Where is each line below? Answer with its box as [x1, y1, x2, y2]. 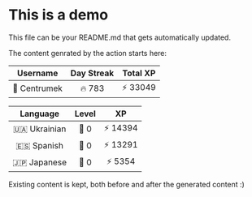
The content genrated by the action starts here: [8, 48, 167, 58]
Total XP [121, 67, 156, 79]
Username [16, 67, 59, 79]
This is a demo [8, 6, 108, 24]
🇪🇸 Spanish [15, 140, 63, 152]
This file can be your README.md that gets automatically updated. [8, 32, 232, 42]
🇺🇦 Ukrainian [13, 123, 67, 135]
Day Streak [70, 67, 115, 79]
